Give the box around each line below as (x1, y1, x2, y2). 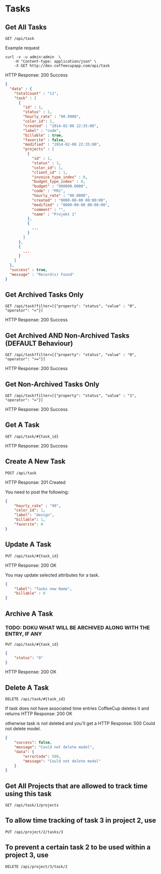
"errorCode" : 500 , (23, 754, 61, 759)
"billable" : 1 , (14, 517, 46, 522)
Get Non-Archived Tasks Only (5, 380, 99, 389)
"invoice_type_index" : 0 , (31, 174, 88, 180)
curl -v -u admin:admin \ (5, 54, 61, 59)
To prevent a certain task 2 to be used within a (5, 843, 151, 852)
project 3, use (5, 851, 49, 860)
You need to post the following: (5, 489, 69, 495)
